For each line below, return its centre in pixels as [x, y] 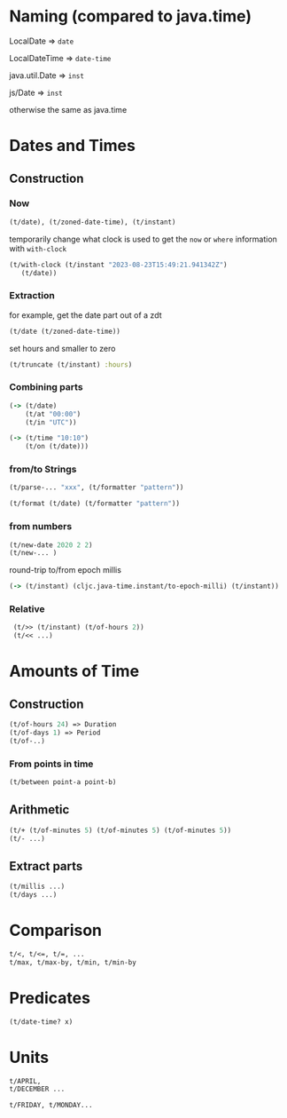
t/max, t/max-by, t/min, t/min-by [73, 962]
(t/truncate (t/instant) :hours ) [71, 365]
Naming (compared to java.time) [131, 16]
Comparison [56, 931]
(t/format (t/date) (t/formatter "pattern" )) [94, 503]
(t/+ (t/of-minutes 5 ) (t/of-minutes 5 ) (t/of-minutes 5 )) [120, 830]
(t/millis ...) [37, 887]
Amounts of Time [74, 671]
